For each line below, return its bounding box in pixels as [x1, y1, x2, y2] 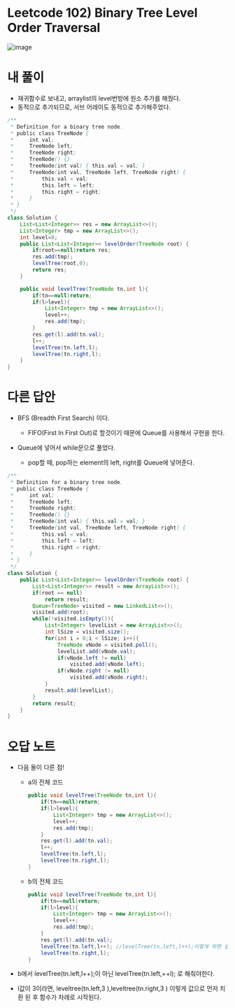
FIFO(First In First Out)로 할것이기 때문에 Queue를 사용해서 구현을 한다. [27, 429, 225, 437]
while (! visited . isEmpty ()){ [32, 616, 114, 623]
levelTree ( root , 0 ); [32, 260, 90, 267]
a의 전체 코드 [27, 778, 64, 786]
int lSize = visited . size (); [44, 628, 130, 636]
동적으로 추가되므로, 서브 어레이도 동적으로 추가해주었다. [17, 103, 171, 111]
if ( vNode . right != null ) [57, 667, 130, 674]
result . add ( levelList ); [44, 687, 114, 694]
